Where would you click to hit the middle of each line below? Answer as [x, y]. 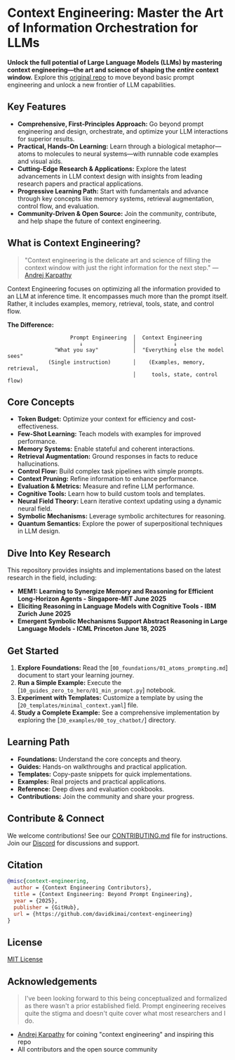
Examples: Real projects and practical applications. [92, 781]
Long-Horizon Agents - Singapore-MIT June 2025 [92, 599]
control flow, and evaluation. [58, 206]
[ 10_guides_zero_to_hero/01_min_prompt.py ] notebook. [96, 690]
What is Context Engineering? [74, 243]
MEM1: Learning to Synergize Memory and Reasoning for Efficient [115, 592]
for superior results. [46, 139]
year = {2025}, [36, 901]
